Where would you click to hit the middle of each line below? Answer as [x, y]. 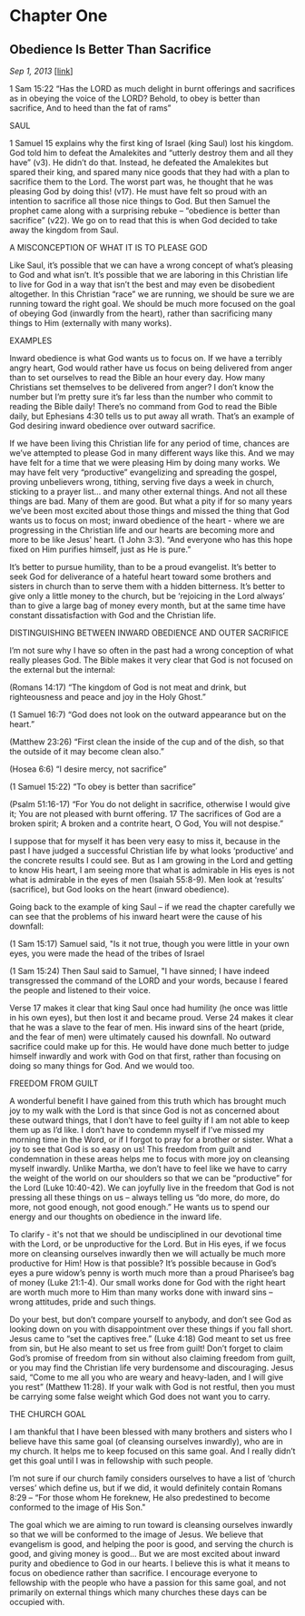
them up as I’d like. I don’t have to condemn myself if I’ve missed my [137, 1130]
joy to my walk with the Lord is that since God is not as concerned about [144, 1110]
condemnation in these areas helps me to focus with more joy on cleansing [150, 1159]
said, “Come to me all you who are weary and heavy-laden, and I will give [147, 1377]
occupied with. [37, 1602]
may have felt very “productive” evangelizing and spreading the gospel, [143, 472]
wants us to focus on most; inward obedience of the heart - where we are [147, 520]
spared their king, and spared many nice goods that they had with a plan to [150, 172]
